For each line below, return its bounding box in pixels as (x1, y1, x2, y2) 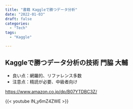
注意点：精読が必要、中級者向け (12, 78, 78, 84)
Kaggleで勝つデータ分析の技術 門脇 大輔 (5, 59, 128, 67)
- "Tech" (9, 26, 28, 31)
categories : (5, 21, 30, 26)
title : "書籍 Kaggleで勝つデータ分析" (5, 7, 78, 12)
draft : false (5, 16, 32, 21)
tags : (5, 30, 16, 35)
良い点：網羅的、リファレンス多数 (12, 73, 82, 78)
